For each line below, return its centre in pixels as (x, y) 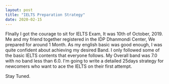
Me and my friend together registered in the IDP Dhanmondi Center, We (80, 39)
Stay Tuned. (18, 76)
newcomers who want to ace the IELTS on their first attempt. (69, 66)
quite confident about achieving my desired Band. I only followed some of (82, 50)
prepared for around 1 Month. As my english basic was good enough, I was (84, 45)
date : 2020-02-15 (24, 19)
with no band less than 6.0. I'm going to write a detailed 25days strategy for (84, 61)
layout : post (19, 10)
